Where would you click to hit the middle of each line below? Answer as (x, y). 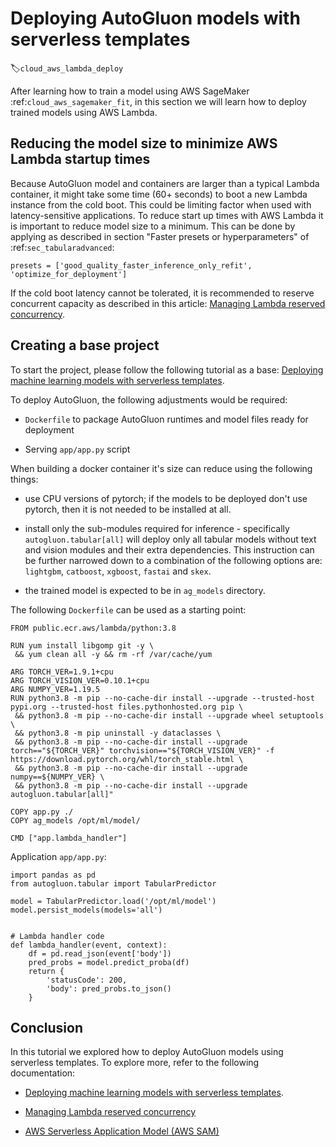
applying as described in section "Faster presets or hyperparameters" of (160, 236)
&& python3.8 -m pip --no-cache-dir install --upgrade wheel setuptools (169, 715)
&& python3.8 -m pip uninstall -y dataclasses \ (118, 733)
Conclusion (47, 1027)
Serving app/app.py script (77, 449)
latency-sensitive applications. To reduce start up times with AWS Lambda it (167, 215)
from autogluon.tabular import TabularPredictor (113, 883)
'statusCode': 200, (87, 980)
